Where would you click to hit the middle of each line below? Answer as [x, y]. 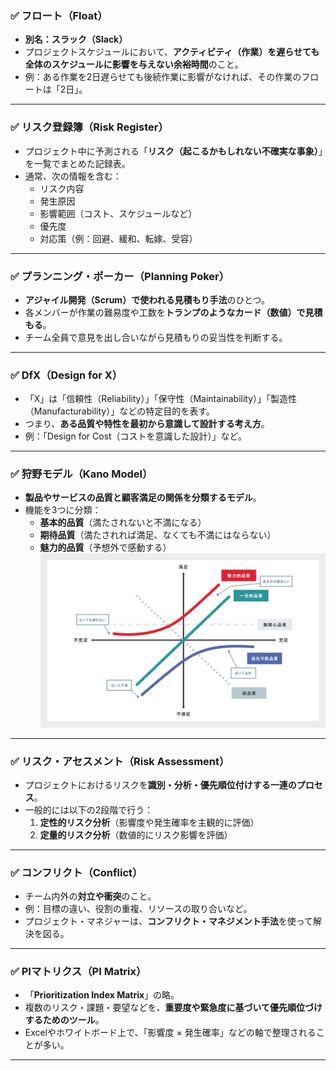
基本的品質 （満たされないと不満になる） [123, 523]
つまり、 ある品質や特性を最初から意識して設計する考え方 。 [147, 424]
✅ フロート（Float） [59, 15]
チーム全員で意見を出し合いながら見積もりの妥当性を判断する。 [156, 337]
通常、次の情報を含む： [73, 176]
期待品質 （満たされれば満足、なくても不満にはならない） [158, 535]
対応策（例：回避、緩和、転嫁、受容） [118, 238]
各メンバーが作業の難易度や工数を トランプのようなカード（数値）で [165, 312]
